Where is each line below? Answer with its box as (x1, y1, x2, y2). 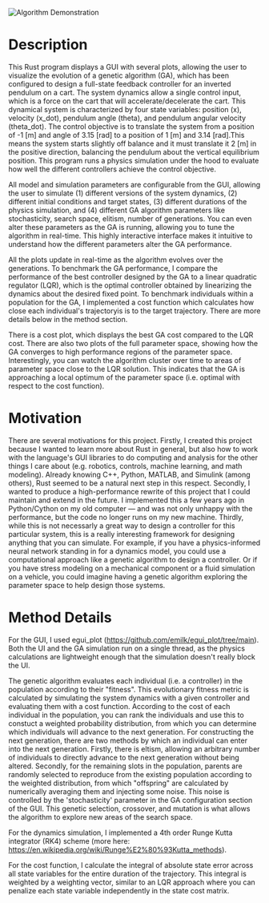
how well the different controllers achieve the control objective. (8, 164, 216, 174)
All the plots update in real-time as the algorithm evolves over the (8, 255, 224, 264)
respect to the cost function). (8, 381, 105, 390)
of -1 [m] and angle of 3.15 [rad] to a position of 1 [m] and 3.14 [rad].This (8, 130, 245, 139)
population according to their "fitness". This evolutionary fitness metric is (8, 684, 250, 694)
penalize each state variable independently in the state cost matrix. (8, 885, 230, 895)
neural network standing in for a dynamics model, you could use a (8, 546, 227, 556)
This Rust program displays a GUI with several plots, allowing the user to (8, 62, 247, 71)
